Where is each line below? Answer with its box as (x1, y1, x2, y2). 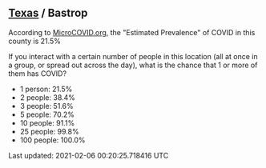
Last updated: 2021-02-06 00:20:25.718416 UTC (8, 150, 169, 160)
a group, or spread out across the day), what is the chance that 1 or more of (8, 60, 258, 70)
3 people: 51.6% (19, 101, 74, 110)
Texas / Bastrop (8, 6, 88, 20)
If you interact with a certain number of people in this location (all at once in (8, 51, 258, 61)
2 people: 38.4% (19, 92, 76, 102)
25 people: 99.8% (19, 126, 79, 136)
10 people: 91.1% (19, 118, 75, 127)
